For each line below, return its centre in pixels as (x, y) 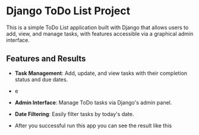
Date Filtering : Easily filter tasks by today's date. (74, 114)
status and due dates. (41, 79)
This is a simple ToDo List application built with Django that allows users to (97, 27)
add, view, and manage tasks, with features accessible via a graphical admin (100, 33)
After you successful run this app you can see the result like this (93, 125)
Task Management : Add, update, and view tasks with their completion (101, 73)
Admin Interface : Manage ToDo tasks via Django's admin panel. (93, 102)
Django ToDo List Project (68, 11)
